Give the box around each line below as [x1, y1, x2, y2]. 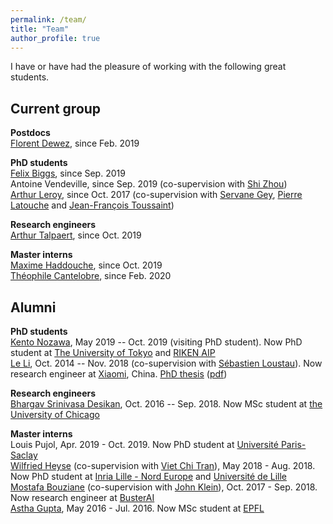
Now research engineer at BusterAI [10, 492, 155, 503]
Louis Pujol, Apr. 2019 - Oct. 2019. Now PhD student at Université [10, 439, 279, 450]
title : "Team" [10, 24, 70, 34]
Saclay [10, 449, 38, 461]
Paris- [280, 439, 307, 450]
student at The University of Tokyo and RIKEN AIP [10, 347, 216, 358]
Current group [10, 100, 102, 117]
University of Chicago [10, 409, 100, 420]
